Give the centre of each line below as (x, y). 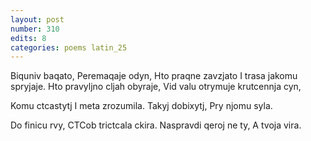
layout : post (37, 19)
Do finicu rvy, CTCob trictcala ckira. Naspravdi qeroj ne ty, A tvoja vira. (156, 125)
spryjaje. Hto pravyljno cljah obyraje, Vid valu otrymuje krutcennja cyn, (156, 87)
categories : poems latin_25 (69, 47)
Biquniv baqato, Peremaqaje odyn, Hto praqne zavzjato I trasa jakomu (154, 76)
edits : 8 (28, 38)
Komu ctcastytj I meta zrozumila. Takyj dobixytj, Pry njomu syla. (141, 106)
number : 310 (35, 29)
